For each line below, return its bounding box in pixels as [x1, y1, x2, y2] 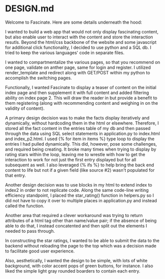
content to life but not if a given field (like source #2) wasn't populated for [5, 167, 155, 173]
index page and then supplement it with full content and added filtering [5, 90, 149, 95]
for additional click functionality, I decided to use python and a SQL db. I [5, 44, 152, 50]
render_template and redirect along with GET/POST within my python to [5, 69, 150, 75]
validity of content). [5, 105, 45, 111]
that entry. [5, 172, 26, 178]
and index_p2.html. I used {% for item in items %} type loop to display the [5, 136, 155, 142]
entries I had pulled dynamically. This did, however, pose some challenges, [5, 141, 157, 147]
